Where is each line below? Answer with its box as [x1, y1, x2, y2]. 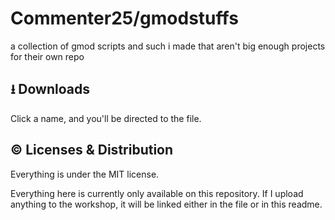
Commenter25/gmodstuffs [10, 7, 239, 30]
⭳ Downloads [10, 81, 90, 98]
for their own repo [10, 50, 85, 62]
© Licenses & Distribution [10, 142, 174, 159]
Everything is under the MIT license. [10, 168, 160, 180]
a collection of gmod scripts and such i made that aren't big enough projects [10, 40, 326, 52]
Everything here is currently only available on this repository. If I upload [10, 187, 304, 199]
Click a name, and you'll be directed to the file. [10, 112, 202, 124]
